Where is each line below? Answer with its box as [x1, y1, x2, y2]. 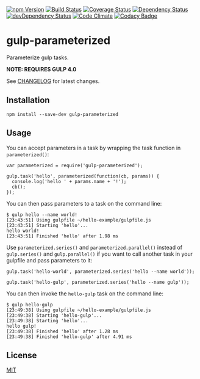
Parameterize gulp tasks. [6, 54, 69, 61]
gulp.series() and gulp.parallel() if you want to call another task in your [6, 250, 193, 258]
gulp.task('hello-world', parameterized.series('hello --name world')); [6, 269, 195, 275]
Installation [6, 95, 50, 106]
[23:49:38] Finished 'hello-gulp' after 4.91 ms [6, 333, 132, 340]
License [6, 350, 37, 360]
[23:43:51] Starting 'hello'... [6, 222, 88, 228]
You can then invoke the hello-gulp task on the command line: [6, 290, 163, 297]
